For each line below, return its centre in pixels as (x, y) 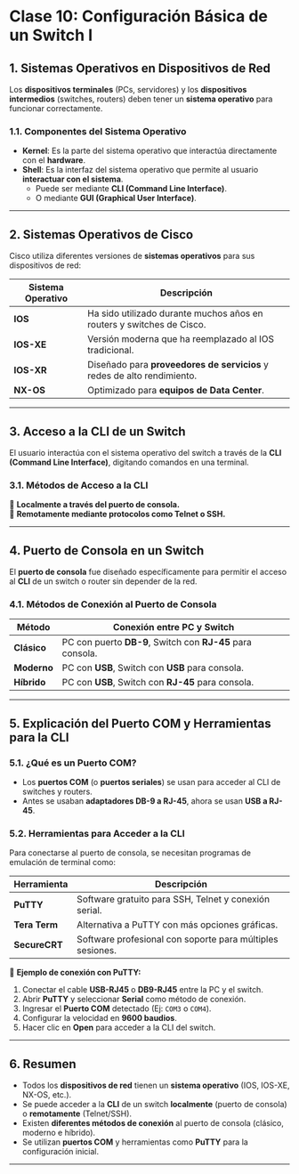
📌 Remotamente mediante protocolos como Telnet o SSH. (117, 514)
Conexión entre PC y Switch (174, 627)
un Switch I (51, 35)
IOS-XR (30, 370)
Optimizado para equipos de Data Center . (176, 391)
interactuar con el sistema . (73, 179)
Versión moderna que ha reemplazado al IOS (181, 339)
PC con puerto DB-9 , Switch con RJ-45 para (157, 643)
